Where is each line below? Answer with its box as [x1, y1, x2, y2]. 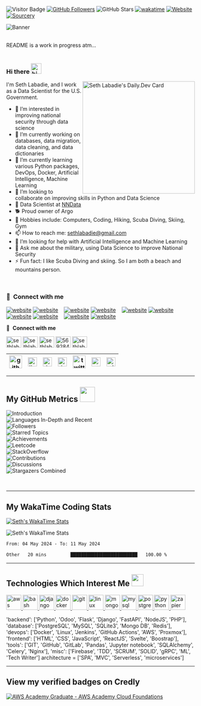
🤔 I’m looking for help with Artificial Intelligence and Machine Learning [14, 238, 188, 245]
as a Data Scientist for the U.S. [6, 88, 82, 95]
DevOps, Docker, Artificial [14, 169, 79, 176]
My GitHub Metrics [6, 394, 78, 404]
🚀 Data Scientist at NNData [14, 201, 81, 208]
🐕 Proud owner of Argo [14, 207, 74, 215]
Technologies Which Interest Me [6, 578, 130, 589]
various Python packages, [14, 162, 80, 170]
